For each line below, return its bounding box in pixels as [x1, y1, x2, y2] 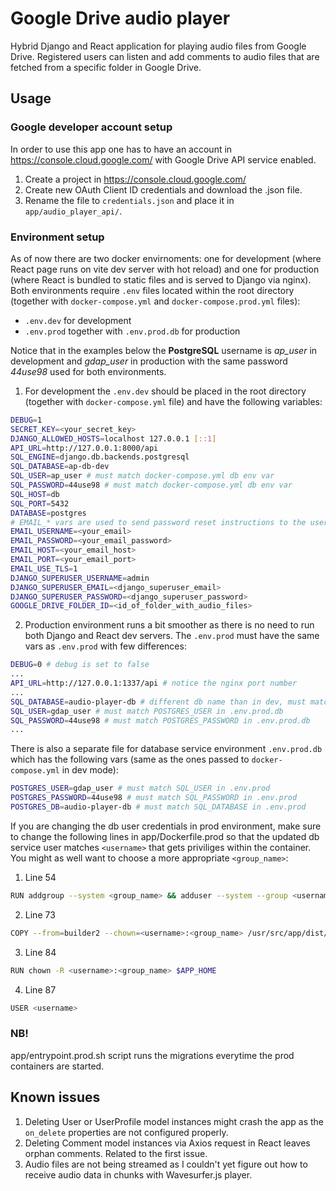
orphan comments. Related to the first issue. [24, 1147, 208, 1159]
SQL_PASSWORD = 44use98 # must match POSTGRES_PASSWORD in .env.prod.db [10, 715, 311, 726]
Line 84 [24, 946, 57, 958]
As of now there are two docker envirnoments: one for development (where [10, 252, 322, 264]
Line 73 [24, 908, 56, 921]
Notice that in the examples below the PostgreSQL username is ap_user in [10, 344, 318, 356]
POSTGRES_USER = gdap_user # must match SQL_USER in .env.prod [10, 783, 271, 794]
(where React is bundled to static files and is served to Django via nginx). [10, 273, 312, 286]
